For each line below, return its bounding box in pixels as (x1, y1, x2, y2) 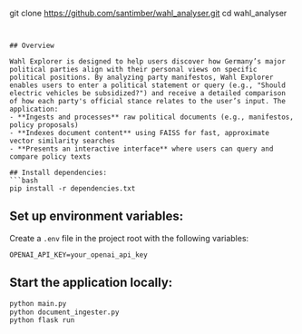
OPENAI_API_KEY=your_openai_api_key (9, 250, 148, 260)
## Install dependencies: (9, 168, 107, 177)
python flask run (9, 316, 75, 325)
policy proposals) (9, 121, 79, 130)
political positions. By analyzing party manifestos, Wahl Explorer (9, 73, 274, 82)
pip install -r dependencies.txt (9, 184, 136, 193)
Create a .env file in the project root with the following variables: (9, 232, 249, 243)
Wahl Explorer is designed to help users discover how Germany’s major (9, 57, 286, 66)
